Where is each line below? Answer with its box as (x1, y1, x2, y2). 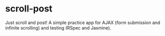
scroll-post (5, 3, 53, 14)
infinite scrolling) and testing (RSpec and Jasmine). (5, 24, 112, 30)
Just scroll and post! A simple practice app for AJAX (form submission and (5, 19, 160, 25)
